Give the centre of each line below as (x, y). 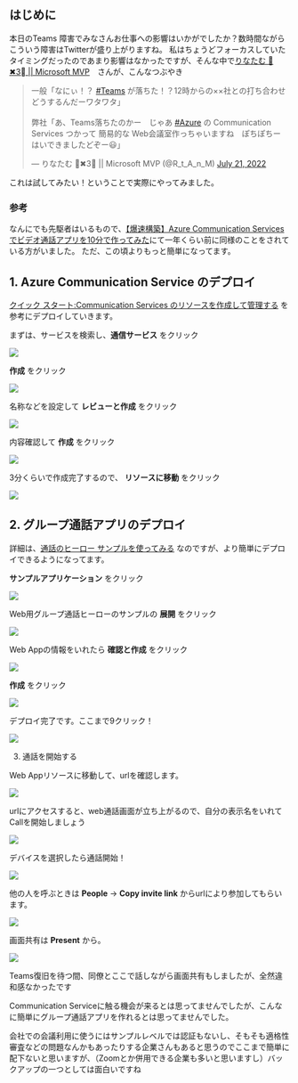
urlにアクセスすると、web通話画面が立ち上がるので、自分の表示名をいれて (146, 810)
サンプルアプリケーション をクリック (77, 578)
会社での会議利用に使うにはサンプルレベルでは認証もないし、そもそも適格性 (149, 1036)
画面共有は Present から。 (57, 940)
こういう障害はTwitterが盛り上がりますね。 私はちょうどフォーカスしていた (148, 49)
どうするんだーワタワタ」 (78, 102)
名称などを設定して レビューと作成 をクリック (93, 406)
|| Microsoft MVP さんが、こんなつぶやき (106, 71)
